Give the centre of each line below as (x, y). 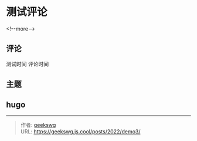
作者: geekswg (38, 125)
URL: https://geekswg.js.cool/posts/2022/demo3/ (80, 131)
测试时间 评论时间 (27, 64)
